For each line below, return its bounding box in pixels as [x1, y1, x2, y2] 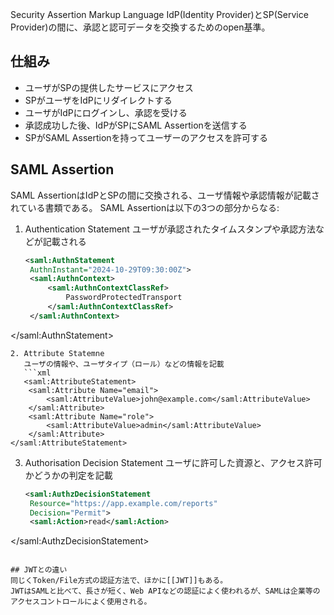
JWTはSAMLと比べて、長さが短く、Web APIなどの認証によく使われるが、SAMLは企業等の [10, 586, 321, 597]
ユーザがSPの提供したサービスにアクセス [24, 81, 194, 93]
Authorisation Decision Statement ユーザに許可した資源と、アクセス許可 [24, 456, 323, 468]
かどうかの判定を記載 [24, 469, 113, 481]
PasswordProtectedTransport [65, 293, 183, 303]
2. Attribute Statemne [10, 348, 105, 358]
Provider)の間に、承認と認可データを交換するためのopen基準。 [10, 21, 271, 33]
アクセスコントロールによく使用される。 [10, 597, 152, 607]
